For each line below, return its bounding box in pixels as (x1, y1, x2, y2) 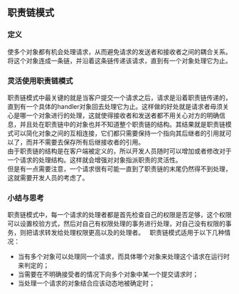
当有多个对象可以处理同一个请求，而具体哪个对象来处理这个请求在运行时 (17, 252, 230, 261)
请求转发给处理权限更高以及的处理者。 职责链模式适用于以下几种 (31, 229, 225, 237)
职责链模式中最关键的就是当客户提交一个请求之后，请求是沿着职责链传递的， (7, 93, 232, 102)
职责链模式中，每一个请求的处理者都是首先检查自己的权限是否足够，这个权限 (7, 211, 232, 219)
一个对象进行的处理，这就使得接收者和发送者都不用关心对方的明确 (26, 111, 219, 120)
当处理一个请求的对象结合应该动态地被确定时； (17, 279, 155, 288)
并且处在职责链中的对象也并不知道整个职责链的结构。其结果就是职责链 (19, 120, 225, 128)
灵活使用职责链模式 (7, 75, 73, 85)
